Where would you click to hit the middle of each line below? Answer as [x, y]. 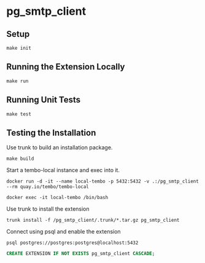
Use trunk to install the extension [48, 209]
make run [17, 81]
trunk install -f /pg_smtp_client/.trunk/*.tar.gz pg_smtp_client [93, 220]
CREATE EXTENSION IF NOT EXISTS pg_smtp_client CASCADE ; [81, 254]
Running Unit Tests [44, 100]
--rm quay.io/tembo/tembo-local [48, 187]
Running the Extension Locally [66, 67]
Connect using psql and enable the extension [64, 232]
